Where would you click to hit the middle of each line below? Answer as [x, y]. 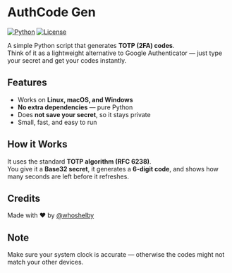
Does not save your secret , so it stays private [84, 114]
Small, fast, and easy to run [57, 122]
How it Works [37, 144]
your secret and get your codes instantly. [67, 60]
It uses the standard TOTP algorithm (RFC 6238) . [79, 161]
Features [27, 83]
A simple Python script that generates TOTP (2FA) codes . [91, 45]
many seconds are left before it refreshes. [68, 176]
